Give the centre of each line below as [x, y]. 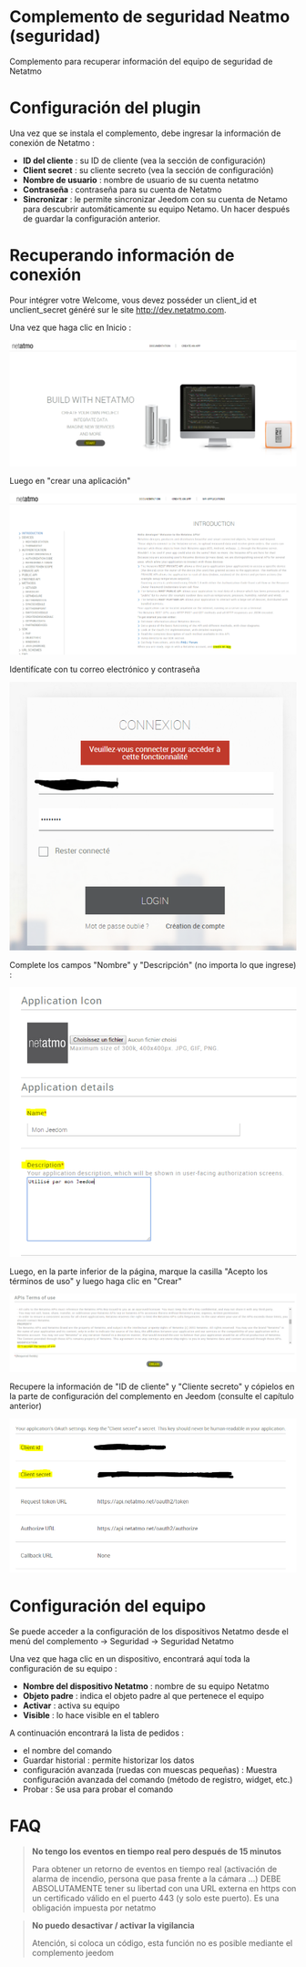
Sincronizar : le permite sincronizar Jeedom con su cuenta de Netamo [155, 199]
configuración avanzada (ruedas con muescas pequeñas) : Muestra [150, 1769]
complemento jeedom [72, 1952]
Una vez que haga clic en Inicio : [71, 327]
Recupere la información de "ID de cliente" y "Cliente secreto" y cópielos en [152, 1386]
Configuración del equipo [108, 1607]
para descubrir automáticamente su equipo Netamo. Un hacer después [156, 209]
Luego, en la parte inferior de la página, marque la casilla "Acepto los [139, 1271]
